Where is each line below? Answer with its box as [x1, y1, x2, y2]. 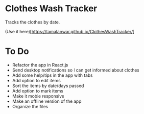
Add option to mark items [12, 88, 64, 93]
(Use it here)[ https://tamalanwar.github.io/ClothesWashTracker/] [5, 28, 135, 34]
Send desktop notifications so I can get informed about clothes [12, 67, 140, 73]
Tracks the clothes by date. [5, 19, 60, 25]
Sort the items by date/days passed [12, 83, 84, 89]
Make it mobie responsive [12, 93, 65, 99]
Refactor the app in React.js [12, 62, 69, 68]
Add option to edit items [12, 77, 61, 83]
